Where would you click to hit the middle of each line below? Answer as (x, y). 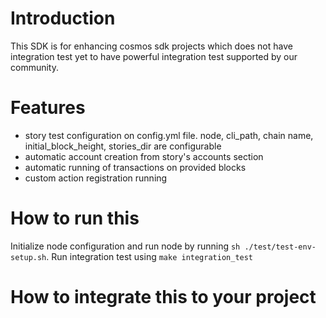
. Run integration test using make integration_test (150, 256)
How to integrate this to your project (163, 297)
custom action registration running (96, 178)
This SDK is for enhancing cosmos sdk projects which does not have (151, 46)
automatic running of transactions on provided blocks (135, 167)
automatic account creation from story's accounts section (144, 156)
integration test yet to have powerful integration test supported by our (154, 56)
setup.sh (28, 257)
